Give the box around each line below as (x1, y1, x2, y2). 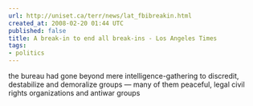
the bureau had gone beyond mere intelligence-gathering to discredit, (8, 71, 239, 80)
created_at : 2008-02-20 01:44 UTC (8, 19, 124, 27)
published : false (8, 26, 67, 35)
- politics (8, 49, 45, 57)
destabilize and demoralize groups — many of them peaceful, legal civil (8, 79, 245, 89)
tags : (8, 42, 27, 50)
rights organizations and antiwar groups (8, 88, 141, 97)
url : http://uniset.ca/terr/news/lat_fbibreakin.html (8, 11, 193, 20)
